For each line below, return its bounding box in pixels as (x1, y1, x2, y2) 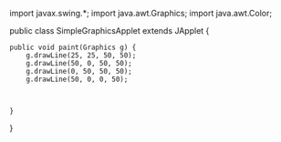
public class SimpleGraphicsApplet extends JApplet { (9, 25, 210, 35)
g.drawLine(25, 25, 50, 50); (26, 51, 137, 60)
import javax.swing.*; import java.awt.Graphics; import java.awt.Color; (9, 8, 272, 18)
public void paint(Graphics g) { (9, 43, 137, 52)
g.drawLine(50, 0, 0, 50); (26, 75, 129, 84)
